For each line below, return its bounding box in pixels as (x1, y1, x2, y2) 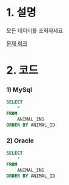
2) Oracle (6, 136, 34, 145)
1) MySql (6, 86, 32, 94)
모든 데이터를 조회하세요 (6, 27, 64, 34)
